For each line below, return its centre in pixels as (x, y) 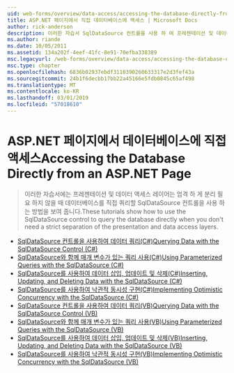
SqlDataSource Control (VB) (57, 313)
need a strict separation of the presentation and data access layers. (121, 227)
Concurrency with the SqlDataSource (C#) (78, 297)
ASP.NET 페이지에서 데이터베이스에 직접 (117, 141)
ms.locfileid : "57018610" (45, 105)
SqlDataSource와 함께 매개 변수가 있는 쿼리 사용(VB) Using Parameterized (120, 321)
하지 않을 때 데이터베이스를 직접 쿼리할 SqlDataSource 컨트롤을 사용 (125, 202)
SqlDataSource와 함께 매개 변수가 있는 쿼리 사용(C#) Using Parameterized (120, 257)
